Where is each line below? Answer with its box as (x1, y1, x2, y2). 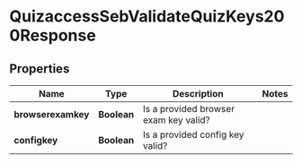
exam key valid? (142, 114, 211, 126)
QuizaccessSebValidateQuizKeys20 (9, 6, 285, 27)
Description (172, 88, 224, 99)
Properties (9, 61, 70, 76)
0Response (9, 25, 96, 46)
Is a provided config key (142, 128, 244, 141)
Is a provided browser (142, 103, 235, 115)
